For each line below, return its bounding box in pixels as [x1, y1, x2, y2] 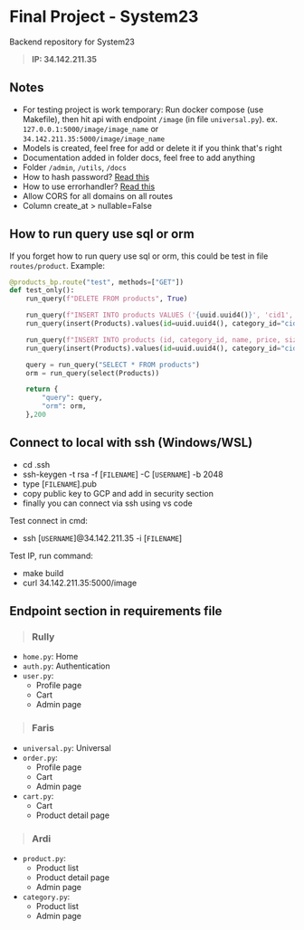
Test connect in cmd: [9, 515, 89, 526]
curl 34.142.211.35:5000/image [22, 577, 138, 588]
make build [22, 567, 64, 578]
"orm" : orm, [42, 402, 88, 411]
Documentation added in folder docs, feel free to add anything [22, 152, 256, 163]
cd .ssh [22, 459, 51, 470]
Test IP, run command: [9, 550, 93, 561]
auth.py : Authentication [22, 660, 110, 671]
